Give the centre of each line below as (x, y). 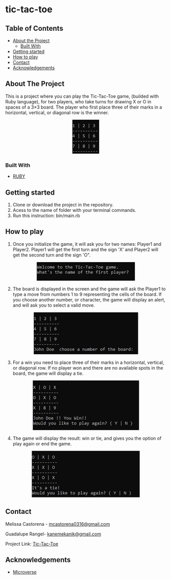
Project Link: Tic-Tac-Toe (32, 544)
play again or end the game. (42, 443)
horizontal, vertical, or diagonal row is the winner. (57, 112)
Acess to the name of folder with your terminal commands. (74, 210)
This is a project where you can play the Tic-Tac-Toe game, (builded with (82, 96)
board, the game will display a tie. (48, 373)
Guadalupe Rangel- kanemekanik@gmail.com (53, 534)
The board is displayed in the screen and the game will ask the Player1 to (89, 289)
